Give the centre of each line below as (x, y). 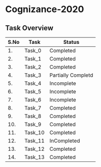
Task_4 (33, 83)
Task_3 (33, 75)
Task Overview (29, 28)
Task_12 (35, 149)
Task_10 (35, 132)
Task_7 (33, 108)
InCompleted (65, 141)
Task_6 (33, 100)
